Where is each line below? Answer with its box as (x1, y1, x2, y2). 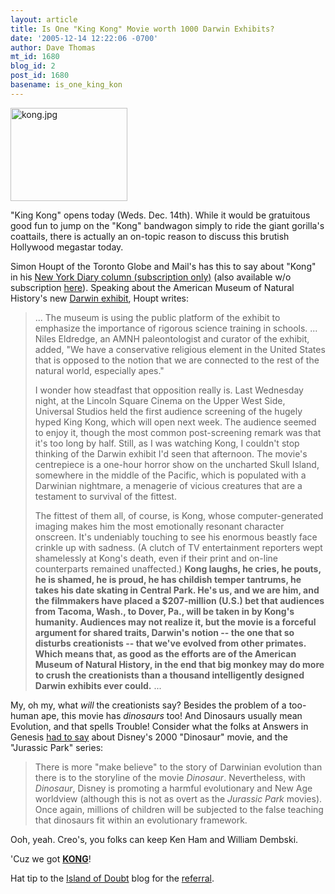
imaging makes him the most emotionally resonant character (34, 520, 285, 532)
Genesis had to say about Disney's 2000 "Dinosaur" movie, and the (10, 731, 288, 743)
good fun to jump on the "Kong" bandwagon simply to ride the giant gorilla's (10, 219, 325, 231)
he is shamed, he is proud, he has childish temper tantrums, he (34, 573, 302, 585)
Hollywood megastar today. (10, 241, 124, 253)
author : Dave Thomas (10, 42, 97, 53)
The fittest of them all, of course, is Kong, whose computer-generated (34, 509, 324, 521)
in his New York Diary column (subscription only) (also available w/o (10, 271, 292, 283)
